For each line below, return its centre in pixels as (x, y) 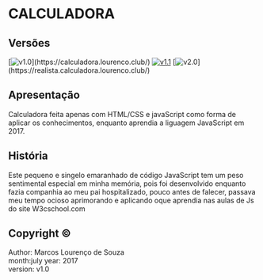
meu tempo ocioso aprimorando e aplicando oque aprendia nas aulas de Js (131, 200)
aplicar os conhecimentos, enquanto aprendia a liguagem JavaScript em (126, 123)
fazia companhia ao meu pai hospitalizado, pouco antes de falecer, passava (132, 191)
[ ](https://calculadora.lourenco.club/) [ (92, 62)
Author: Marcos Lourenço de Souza (67, 252)
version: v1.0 (29, 269)
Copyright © (40, 234)
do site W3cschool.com (47, 208)
